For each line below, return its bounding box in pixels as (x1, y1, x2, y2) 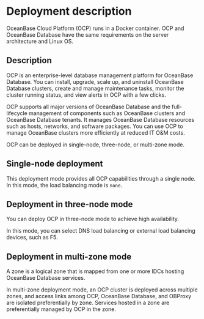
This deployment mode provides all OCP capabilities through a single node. (6, 175, 196, 182)
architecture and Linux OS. (6, 37, 73, 45)
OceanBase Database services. (6, 274, 86, 282)
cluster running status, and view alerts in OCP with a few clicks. (6, 91, 166, 99)
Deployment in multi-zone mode (6, 251, 132, 261)
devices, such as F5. (6, 234, 58, 241)
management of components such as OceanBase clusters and (28, 109, 186, 117)
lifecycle (6, 109, 27, 117)
